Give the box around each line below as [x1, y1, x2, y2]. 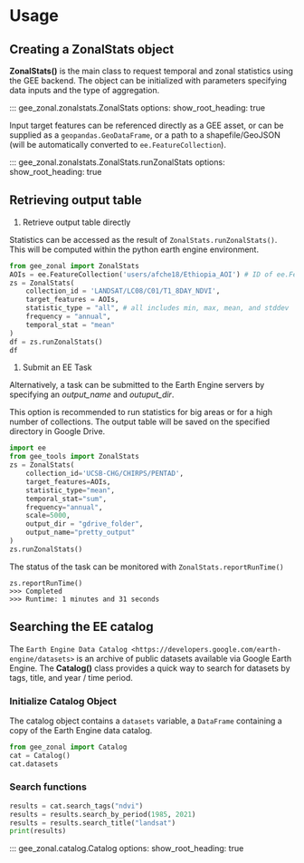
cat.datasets [9, 759, 59, 769]
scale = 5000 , [25, 511, 71, 520]
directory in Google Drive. [9, 426, 106, 437]
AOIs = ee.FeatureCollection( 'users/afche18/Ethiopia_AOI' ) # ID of [9, 269, 273, 279]
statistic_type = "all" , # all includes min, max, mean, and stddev [25, 304, 290, 313]
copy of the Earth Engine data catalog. [9, 724, 153, 735]
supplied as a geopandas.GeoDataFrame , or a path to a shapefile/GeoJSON [9, 130, 280, 141]
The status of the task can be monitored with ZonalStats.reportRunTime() [9, 561, 285, 572]
